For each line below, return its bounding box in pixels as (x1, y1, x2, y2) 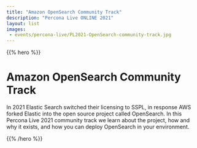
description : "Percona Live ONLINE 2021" (6, 15, 114, 21)
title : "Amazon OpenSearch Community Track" (6, 9, 122, 15)
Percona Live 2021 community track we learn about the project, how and (6, 117, 190, 124)
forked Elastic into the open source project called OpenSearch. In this (6, 110, 182, 117)
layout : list (6, 20, 40, 26)
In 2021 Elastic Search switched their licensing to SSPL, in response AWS (6, 104, 191, 111)
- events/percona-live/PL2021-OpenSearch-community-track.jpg (9, 32, 172, 38)
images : (6, 26, 26, 33)
